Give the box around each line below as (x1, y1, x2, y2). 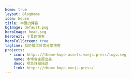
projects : (5, 47, 25, 52)
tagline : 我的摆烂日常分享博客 (5, 43, 61, 48)
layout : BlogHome (5, 12, 40, 16)
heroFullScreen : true (5, 39, 49, 44)
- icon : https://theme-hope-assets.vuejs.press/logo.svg (9, 52, 127, 57)
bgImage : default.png (5, 25, 49, 30)
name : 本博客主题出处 (14, 57, 52, 62)
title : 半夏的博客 (5, 20, 39, 26)
